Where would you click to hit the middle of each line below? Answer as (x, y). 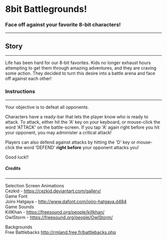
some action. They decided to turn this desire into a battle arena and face (80, 74)
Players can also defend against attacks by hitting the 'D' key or (70, 142)
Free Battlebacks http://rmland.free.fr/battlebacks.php (61, 232)
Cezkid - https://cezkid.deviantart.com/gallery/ (53, 191)
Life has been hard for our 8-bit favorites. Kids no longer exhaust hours (78, 63)
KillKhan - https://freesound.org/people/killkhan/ (55, 212)
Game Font (16, 196)
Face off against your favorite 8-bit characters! (63, 25)
